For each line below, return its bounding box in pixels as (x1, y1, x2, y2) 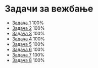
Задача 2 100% (12, 25, 45, 31)
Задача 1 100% (12, 20, 44, 26)
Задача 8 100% (12, 57, 45, 63)
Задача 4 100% (12, 36, 45, 42)
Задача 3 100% (12, 30, 45, 36)
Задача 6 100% (12, 46, 45, 52)
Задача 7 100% (12, 51, 45, 58)
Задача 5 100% (12, 41, 45, 47)
